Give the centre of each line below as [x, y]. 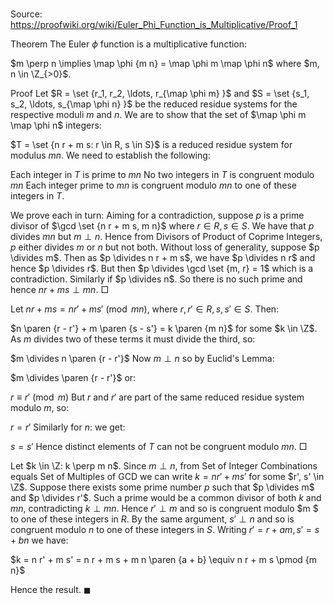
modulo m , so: [40, 408]
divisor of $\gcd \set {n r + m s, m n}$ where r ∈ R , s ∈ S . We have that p [162, 226]
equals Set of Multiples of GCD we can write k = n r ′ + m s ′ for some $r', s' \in [167, 477]
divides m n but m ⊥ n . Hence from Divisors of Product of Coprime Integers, [166, 237]
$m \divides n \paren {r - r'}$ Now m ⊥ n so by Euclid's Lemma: [142, 359]
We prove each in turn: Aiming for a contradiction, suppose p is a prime [157, 215]
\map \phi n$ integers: [56, 125]
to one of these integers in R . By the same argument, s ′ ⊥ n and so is [152, 519]
